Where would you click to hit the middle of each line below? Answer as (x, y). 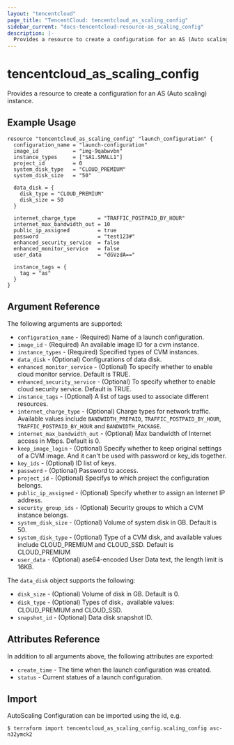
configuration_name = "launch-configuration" (81, 145)
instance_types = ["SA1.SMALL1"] (68, 157)
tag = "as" (36, 273)
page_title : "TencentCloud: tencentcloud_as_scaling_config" (98, 20)
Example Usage (42, 123)
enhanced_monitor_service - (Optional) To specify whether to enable (115, 366)
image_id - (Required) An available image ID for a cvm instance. (108, 344)
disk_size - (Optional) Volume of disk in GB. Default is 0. (98, 594)
